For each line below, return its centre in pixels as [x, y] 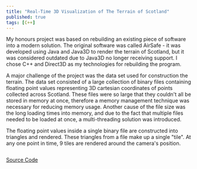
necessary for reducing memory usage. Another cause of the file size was [96, 107]
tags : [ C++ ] [21, 22]
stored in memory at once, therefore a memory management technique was [98, 101]
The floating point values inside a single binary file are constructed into [92, 131]
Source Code [22, 160]
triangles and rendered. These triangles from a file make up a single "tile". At [98, 137]
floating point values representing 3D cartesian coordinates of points [89, 88]
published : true [26, 17]
